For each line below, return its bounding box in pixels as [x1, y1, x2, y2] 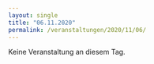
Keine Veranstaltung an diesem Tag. [8, 48, 126, 57]
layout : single [8, 11, 58, 20]
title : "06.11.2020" [8, 19, 77, 27]
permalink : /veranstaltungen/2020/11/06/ [8, 26, 147, 34]
